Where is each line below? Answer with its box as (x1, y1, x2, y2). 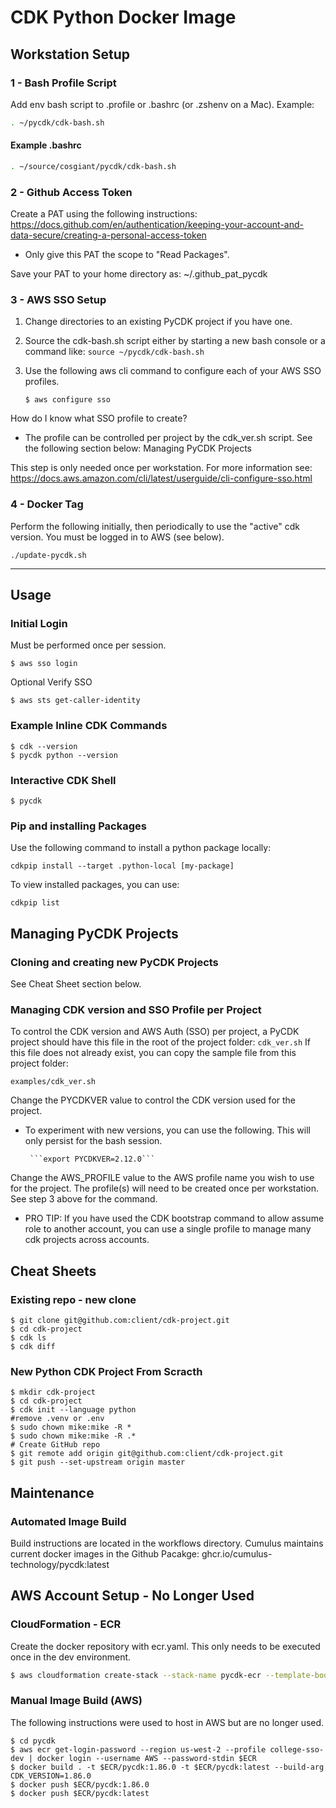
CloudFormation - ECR (10, 1617, 122, 1631)
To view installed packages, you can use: (10, 879, 180, 891)
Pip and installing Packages (10, 819, 147, 833)
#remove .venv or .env (10, 1414, 105, 1424)
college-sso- (269, 1744, 325, 1755)
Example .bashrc (10, 139, 82, 151)
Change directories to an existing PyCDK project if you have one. (24, 316, 293, 328)
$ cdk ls (10, 1332, 47, 1343)
